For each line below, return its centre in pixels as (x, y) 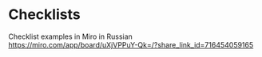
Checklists (45, 15)
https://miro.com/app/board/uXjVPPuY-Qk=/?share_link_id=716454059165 (131, 44)
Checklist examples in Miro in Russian (71, 36)
